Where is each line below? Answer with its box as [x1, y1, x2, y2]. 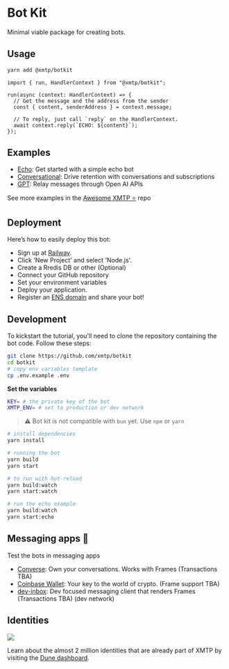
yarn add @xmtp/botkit [7, 66, 73, 74]
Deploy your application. [17, 285, 87, 294]
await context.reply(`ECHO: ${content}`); [13, 122, 138, 129]
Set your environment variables [17, 278, 108, 287]
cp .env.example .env [7, 372, 70, 379]
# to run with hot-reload [7, 475, 82, 482]
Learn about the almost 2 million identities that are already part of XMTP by [7, 646, 222, 654]
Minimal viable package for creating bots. [7, 28, 126, 36]
